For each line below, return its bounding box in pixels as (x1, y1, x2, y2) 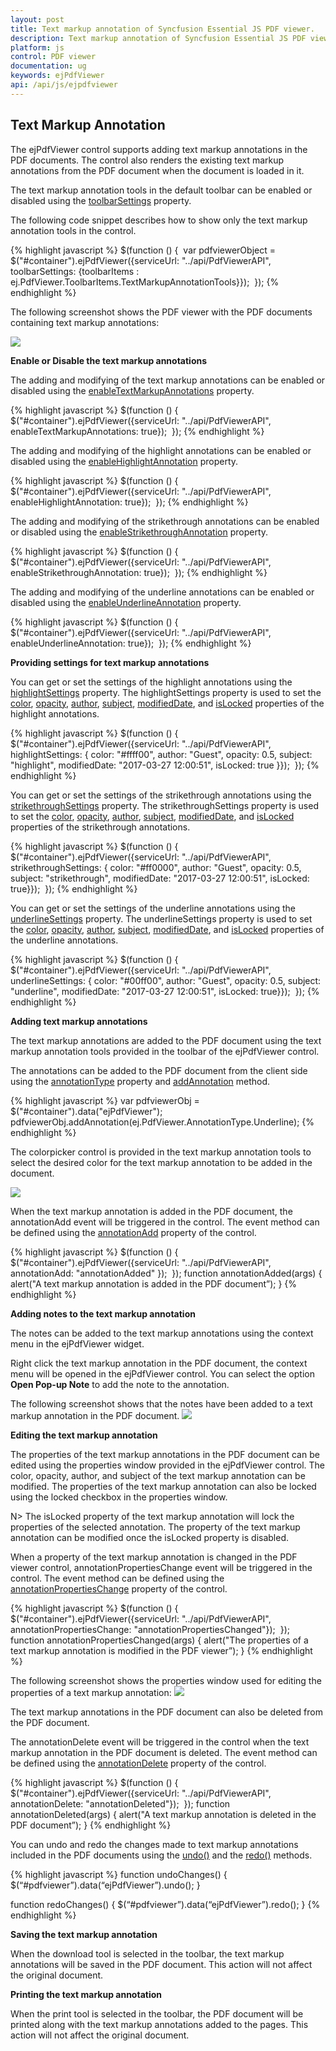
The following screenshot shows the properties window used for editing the (10, 1674, 322, 1686)
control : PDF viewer (10, 52, 97, 62)
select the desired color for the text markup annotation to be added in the (10, 1156, 313, 1168)
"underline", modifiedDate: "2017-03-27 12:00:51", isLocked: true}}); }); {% (10, 985, 320, 997)
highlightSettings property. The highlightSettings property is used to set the (10, 686, 322, 698)
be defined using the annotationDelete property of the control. (10, 1757, 267, 1769)
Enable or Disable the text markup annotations (10, 354, 208, 366)
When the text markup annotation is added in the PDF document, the (10, 1205, 293, 1217)
